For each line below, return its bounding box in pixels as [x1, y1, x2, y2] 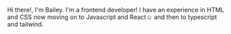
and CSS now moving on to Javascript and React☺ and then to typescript [7, 13, 217, 21]
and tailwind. [7, 20, 44, 28]
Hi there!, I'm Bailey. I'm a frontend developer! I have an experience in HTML [7, 6, 225, 14]
